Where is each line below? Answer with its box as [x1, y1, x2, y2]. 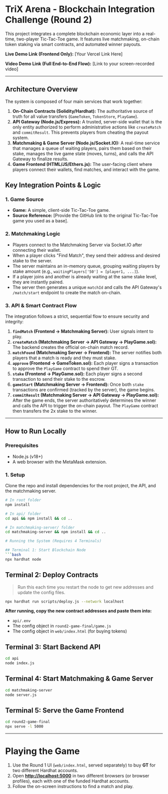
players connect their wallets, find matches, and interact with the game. [12, 166, 160, 172]
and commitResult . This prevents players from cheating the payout [12, 129, 148, 135]
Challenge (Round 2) [5, 14, 92, 25]
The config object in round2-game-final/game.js [12, 623, 111, 629]
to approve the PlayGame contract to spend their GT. [12, 366, 118, 372]
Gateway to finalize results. [12, 156, 68, 162]
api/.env [12, 619, 31, 624]
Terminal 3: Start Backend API [5, 643, 101, 651]
